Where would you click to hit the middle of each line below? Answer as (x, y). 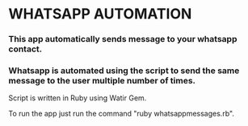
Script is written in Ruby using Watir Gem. (78, 98)
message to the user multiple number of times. (102, 81)
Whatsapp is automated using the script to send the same (124, 71)
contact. (25, 49)
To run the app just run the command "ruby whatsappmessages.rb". (121, 114)
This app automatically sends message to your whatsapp (123, 39)
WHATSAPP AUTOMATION (100, 14)
